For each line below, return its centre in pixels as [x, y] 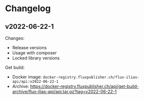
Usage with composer [35, 53]
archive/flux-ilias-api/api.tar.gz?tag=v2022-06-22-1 [64, 91]
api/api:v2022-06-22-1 [35, 81]
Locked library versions [36, 58]
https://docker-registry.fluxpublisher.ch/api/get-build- [84, 86]
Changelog [28, 9]
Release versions [29, 48]
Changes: [15, 38]
